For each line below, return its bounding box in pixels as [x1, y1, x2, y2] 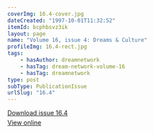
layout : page [7, 30, 46, 37]
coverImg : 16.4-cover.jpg [7, 10, 84, 18]
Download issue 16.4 [7, 109, 68, 117]
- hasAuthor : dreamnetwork [20, 57, 100, 64]
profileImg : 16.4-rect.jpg [7, 43, 87, 50]
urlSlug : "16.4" [7, 89, 55, 96]
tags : [7, 50, 23, 57]
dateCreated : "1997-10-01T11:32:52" [7, 17, 116, 24]
